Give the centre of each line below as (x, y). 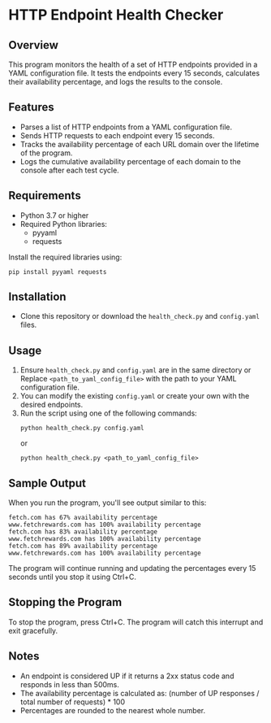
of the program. (46, 153)
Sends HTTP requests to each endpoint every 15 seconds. (117, 135)
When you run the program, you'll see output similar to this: (108, 503)
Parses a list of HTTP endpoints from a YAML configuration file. (126, 127)
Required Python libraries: (64, 224)
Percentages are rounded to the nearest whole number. (112, 710)
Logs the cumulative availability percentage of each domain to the (130, 161)
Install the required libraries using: (65, 257)
